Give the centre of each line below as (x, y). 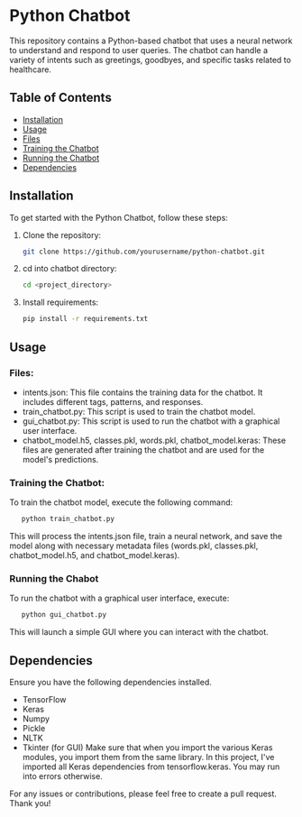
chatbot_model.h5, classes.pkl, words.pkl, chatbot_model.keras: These (154, 440)
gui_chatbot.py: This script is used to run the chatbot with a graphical (151, 421)
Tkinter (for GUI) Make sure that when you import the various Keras (147, 748)
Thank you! (30, 803)
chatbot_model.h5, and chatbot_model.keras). (95, 555)
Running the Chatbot (61, 158)
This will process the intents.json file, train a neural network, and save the (146, 537)
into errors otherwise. (63, 776)
